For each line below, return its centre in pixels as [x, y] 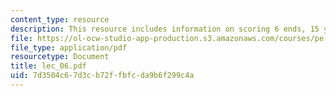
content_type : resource [60, 19]
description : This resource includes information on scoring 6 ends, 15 [165, 29]
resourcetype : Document [60, 57]
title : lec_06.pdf [48, 66]
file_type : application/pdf [69, 47]
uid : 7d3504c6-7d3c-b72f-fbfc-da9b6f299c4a [102, 76]
